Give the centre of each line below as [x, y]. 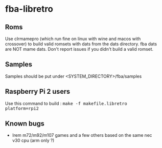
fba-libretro [29, 9]
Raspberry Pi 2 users [37, 92]
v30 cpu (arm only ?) [33, 141]
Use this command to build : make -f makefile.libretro [66, 103]
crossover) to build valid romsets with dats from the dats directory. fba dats [81, 44]
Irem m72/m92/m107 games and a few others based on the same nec [82, 135]
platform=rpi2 [22, 108]
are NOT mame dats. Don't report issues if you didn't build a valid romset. [79, 49]
